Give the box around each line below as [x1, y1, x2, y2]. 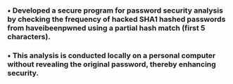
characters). [7, 31, 51, 41]
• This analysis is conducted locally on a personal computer [7, 50, 216, 60]
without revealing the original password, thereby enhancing [7, 59, 216, 69]
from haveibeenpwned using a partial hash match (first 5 [7, 23, 206, 33]
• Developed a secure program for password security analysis [7, 6, 224, 15]
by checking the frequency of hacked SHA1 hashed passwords [7, 14, 226, 24]
